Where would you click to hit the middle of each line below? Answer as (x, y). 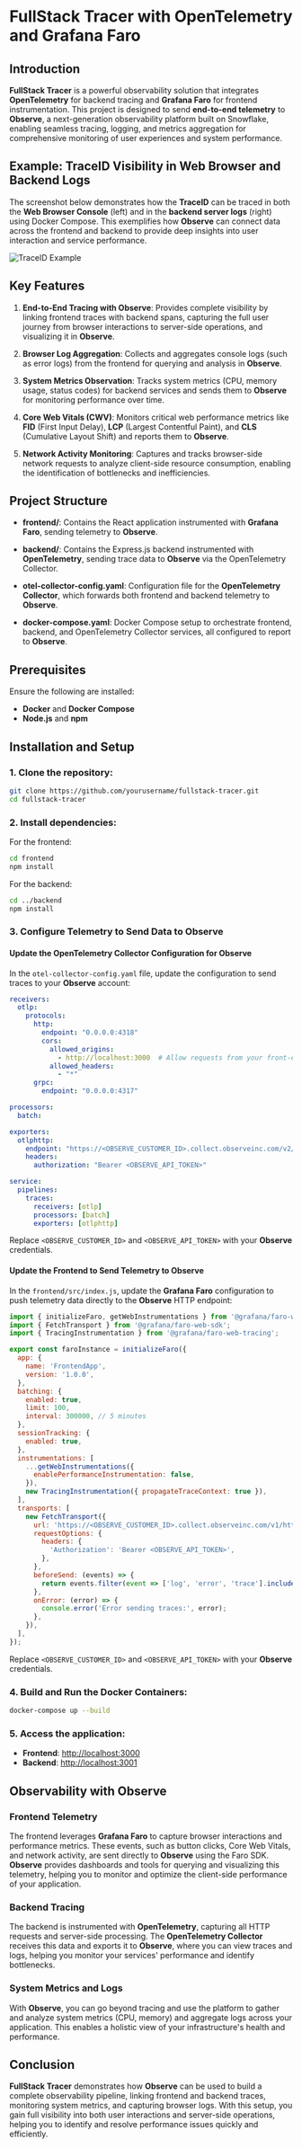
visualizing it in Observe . (68, 336)
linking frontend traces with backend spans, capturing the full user (146, 317)
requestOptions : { (67, 1533)
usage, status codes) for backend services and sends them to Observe (155, 390)
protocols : (46, 1016)
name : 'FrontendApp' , (66, 1367)
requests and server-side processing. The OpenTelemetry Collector (136, 1936)
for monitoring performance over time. (93, 399)
